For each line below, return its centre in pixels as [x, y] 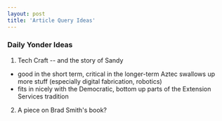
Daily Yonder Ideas [40, 45]
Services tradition [43, 96]
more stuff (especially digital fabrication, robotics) [90, 81]
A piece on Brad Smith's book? [62, 110]
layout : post [26, 14]
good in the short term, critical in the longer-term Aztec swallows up [116, 74]
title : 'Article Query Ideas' [52, 20]
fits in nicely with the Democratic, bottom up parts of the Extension [114, 89]
